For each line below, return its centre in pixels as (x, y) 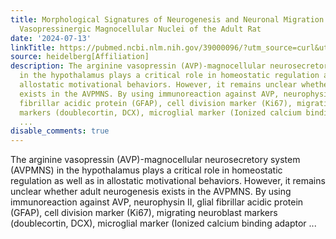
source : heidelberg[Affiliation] (80, 57)
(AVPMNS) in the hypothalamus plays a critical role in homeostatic (146, 170)
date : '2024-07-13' (51, 38)
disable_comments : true (60, 131)
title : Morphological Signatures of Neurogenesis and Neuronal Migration (167, 19)
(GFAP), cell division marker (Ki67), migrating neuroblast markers (144, 213)
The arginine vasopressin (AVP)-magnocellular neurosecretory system (155, 160)
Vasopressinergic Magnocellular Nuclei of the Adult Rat (140, 29)
